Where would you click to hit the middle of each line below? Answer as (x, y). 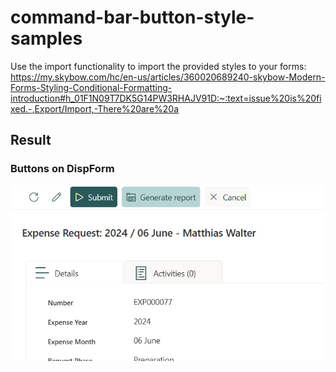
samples (46, 38)
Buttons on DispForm (62, 169)
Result (31, 140)
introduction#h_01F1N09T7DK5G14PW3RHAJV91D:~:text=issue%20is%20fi (166, 98)
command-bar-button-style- (132, 17)
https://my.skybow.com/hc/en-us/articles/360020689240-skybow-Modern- (168, 77)
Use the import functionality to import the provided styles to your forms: (158, 66)
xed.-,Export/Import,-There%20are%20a (95, 108)
